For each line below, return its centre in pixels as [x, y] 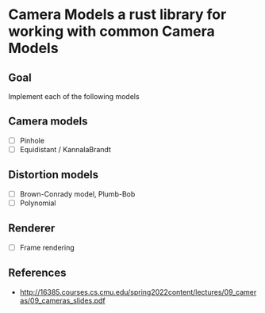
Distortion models [54, 175]
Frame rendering [47, 247]
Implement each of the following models [74, 96]
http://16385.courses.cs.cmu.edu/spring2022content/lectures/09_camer [138, 292]
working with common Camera [112, 31]
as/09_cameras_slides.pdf [62, 300]
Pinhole [32, 140]
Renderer [32, 229]
